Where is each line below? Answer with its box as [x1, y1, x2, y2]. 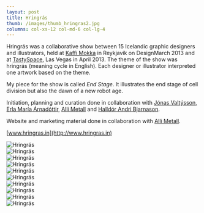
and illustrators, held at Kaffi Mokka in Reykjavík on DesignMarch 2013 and [6, 50, 195, 57]
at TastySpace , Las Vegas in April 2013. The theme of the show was [6, 56, 178, 63]
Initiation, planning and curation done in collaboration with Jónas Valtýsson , [6, 99, 197, 106]
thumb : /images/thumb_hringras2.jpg [6, 20, 100, 26]
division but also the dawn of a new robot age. [6, 87, 124, 95]
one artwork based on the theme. [6, 69, 91, 77]
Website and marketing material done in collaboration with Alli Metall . [6, 118, 181, 125]
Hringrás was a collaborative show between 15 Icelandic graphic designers [6, 43, 195, 50]
